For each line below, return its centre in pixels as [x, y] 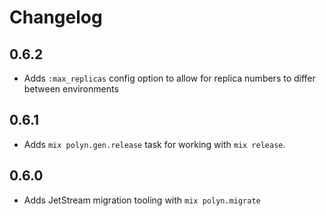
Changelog [56, 17]
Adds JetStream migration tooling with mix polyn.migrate [142, 200]
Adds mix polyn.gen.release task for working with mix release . [154, 144]
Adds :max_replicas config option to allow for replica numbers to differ [169, 78]
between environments [71, 89]
